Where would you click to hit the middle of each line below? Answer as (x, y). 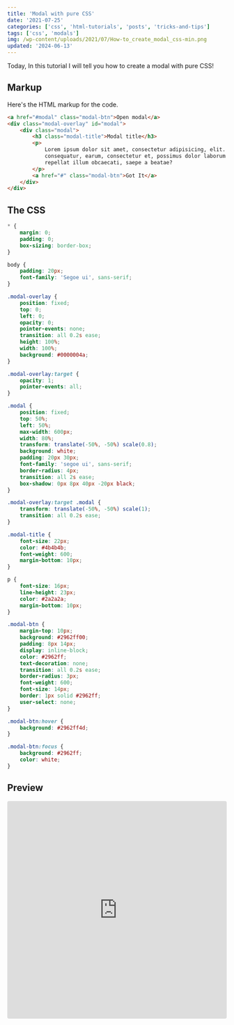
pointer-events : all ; (51, 387)
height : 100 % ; (40, 342)
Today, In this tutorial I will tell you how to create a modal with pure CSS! (111, 66)
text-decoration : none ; (54, 663)
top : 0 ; (31, 310)
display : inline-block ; (54, 650)
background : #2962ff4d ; (54, 728)
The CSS (26, 210)
